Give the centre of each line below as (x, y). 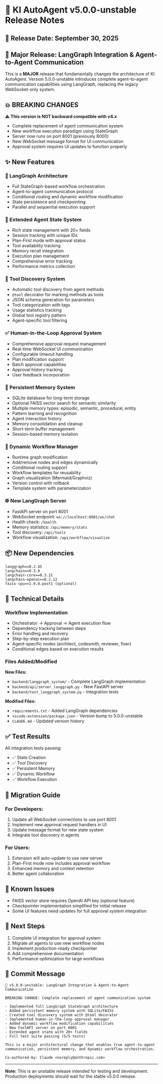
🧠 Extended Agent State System (43, 219)
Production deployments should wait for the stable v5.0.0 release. (71, 1076)
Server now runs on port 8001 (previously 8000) (60, 136)
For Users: (17, 847)
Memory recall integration (38, 251)
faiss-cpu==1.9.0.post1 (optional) (41, 584)
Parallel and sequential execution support (54, 207)
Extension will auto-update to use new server (57, 858)
